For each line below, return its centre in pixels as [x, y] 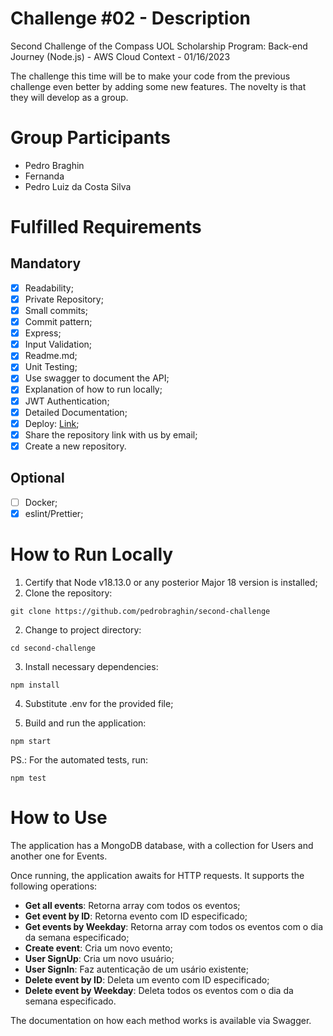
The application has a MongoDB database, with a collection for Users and [162, 845]
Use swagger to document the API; [97, 378]
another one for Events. [59, 856]
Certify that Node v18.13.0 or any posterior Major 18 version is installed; [171, 582]
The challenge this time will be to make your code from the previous [150, 76]
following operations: [54, 886]
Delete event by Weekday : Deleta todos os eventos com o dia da [159, 990]
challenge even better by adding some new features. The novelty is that [158, 86]
